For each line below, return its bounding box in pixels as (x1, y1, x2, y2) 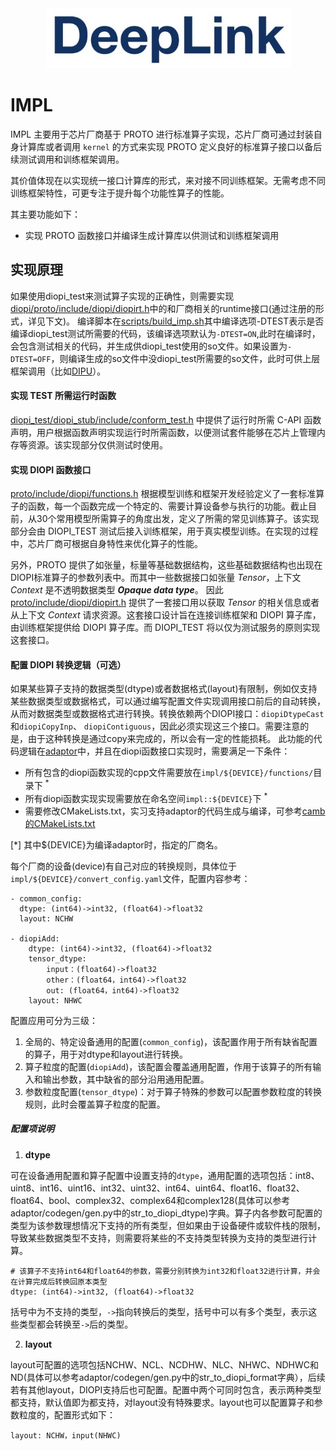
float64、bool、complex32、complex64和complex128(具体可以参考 (10, 1194, 291, 1206)
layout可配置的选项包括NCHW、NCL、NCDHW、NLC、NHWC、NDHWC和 (10, 1358, 319, 1371)
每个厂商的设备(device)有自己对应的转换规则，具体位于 (10, 860, 238, 872)
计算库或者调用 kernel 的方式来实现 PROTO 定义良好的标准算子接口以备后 (18, 140, 323, 152)
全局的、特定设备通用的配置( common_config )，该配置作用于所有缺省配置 (24, 1035, 318, 1047)
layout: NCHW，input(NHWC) (10, 1430, 122, 1441)
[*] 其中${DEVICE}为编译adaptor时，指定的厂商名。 (10, 838, 223, 851)
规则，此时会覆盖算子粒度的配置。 (24, 1098, 166, 1110)
